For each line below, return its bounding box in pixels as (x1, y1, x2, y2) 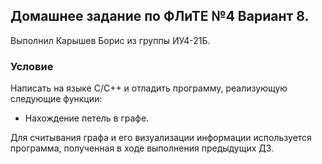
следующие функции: (10, 93, 103, 105)
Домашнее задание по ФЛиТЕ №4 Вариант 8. (10, 8, 310, 25)
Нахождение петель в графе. (24, 112, 150, 124)
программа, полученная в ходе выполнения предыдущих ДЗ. (10, 142, 275, 154)
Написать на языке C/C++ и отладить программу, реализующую (10, 82, 288, 94)
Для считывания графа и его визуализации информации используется (10, 132, 312, 144)
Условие (10, 59, 54, 73)
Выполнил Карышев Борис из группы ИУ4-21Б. (10, 34, 211, 46)
